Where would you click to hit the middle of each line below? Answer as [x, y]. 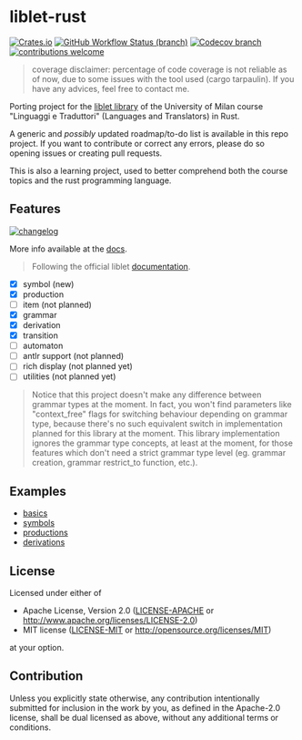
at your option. [37, 647]
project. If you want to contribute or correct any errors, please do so [137, 143]
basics [35, 513]
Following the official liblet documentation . [111, 266]
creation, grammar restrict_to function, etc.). [115, 463]
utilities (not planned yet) [69, 376]
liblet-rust [48, 17]
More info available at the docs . [68, 249]
